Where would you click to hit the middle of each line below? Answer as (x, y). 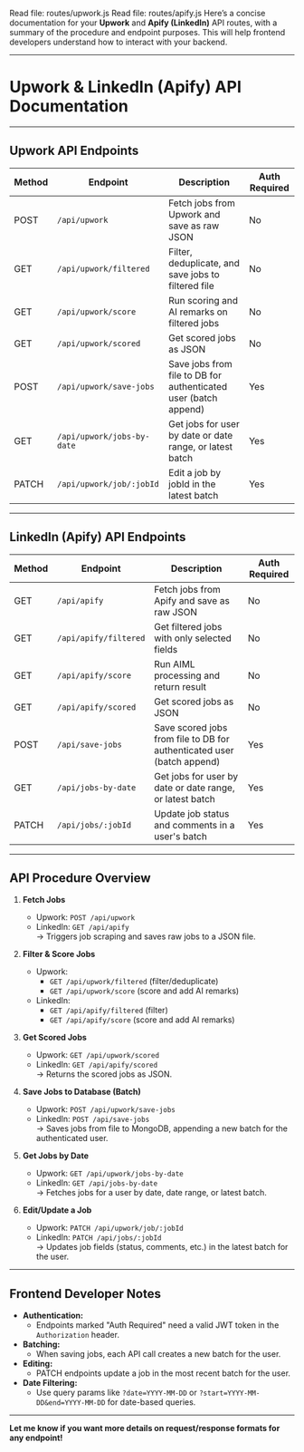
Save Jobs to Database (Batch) (82, 1092)
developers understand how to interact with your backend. (119, 42)
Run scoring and (203, 300)
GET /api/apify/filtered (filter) (109, 1011)
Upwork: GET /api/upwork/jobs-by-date (109, 1174)
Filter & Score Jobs (59, 954)
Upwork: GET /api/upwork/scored (98, 1055)
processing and (186, 675)
